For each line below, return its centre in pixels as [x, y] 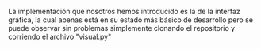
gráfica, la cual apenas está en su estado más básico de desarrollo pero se [131, 20]
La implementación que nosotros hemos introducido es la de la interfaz [124, 11]
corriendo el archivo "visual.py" [60, 36]
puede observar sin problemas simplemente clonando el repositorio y [122, 28]
